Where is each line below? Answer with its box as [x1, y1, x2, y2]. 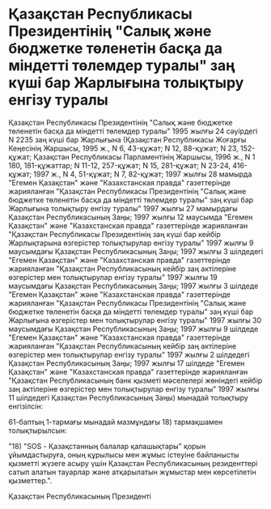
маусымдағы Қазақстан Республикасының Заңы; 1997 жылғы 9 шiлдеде [8, 324, 259, 333]
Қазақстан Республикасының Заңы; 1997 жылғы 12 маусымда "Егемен [8, 212, 253, 222]
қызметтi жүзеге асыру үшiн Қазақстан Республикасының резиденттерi [8, 458, 258, 468]
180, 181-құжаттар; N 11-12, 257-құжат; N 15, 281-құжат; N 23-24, [8, 160, 231, 170]
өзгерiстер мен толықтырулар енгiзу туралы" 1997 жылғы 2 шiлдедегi [8, 350, 250, 359]
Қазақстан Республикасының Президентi [8, 491, 151, 501]
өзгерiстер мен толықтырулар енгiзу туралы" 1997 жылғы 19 [8, 272, 218, 282]
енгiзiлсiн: [8, 401, 43, 411]
